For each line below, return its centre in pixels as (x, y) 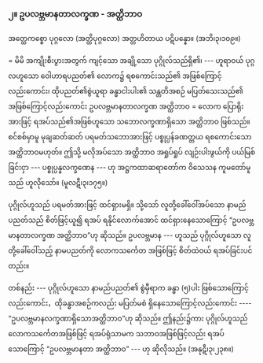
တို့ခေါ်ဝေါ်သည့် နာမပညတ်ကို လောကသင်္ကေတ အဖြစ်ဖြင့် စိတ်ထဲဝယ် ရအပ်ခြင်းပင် (130, 250)
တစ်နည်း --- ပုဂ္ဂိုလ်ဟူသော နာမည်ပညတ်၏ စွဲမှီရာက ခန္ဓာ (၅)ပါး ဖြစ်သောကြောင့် (129, 288)
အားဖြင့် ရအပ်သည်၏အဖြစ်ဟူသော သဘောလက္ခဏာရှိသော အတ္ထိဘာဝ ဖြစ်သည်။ (129, 122)
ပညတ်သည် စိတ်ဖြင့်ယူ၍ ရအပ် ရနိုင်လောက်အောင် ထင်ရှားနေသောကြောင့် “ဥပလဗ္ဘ (131, 220)
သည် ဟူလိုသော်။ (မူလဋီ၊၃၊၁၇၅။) (58, 183)
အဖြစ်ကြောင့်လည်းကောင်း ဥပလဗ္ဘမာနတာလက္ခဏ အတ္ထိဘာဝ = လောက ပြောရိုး (126, 106)
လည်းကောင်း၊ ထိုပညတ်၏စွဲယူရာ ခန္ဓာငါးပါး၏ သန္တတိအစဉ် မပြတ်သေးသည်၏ (126, 91)
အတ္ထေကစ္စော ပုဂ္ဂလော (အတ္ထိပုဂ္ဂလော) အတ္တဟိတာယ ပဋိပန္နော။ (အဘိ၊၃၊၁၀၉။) (124, 39)
